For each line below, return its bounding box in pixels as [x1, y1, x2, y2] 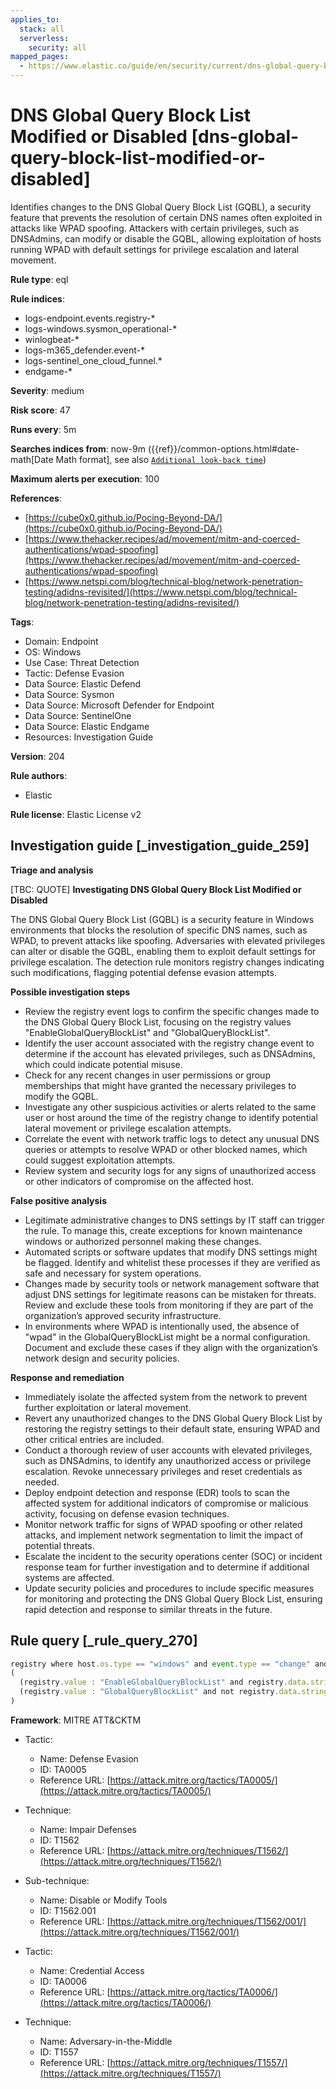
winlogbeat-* [24, 333, 80, 345]
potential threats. [24, 1539, 95, 1551]
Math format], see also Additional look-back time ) [55, 453, 267, 465]
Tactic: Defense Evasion [24, 667, 125, 679]
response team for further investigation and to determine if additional [24, 1561, 310, 1573]
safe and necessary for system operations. [24, 1267, 202, 1279]
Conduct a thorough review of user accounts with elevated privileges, [24, 1444, 313, 1456]
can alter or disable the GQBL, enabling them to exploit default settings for [10, 945, 317, 957]
